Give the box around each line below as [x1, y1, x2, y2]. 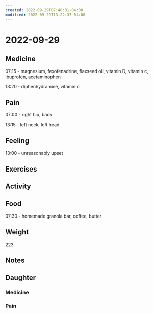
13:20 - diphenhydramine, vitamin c [5, 83, 80, 89]
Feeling [5, 136, 30, 145]
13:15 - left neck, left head [5, 122, 60, 128]
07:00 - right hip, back [5, 112, 53, 118]
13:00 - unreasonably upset [5, 150, 63, 156]
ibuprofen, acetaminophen [5, 74, 61, 80]
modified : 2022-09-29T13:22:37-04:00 [5, 12, 86, 17]
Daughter [5, 274, 36, 282]
